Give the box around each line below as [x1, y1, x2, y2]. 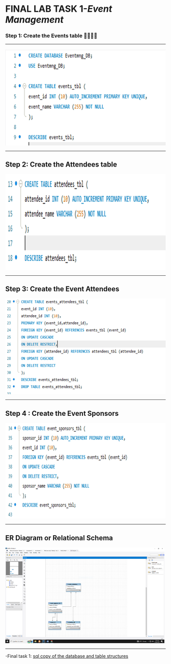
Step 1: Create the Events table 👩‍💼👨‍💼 [5, 32, 98, 39]
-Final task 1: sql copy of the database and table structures [5, 653, 129, 659]
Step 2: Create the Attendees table [5, 160, 117, 169]
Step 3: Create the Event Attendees [5, 284, 120, 294]
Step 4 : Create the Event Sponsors [5, 409, 119, 418]
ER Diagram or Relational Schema [5, 533, 113, 542]
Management [5, 14, 64, 26]
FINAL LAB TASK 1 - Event [5, 3, 112, 15]
